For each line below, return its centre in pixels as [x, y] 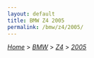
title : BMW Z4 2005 [36, 21]
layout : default [31, 14]
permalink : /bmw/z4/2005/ [45, 27]
